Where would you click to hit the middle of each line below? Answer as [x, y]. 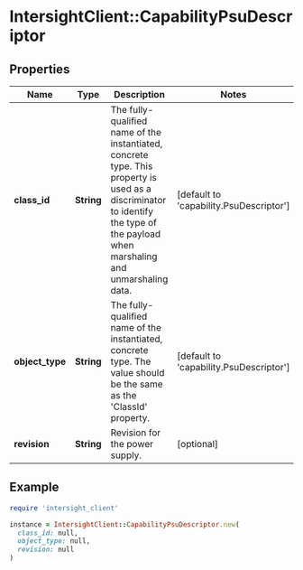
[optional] [198, 444]
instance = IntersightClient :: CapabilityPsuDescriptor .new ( [125, 524]
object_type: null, [54, 541]
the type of [134, 223]
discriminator [138, 200]
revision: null [46, 550]
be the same [137, 384]
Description [139, 94]
